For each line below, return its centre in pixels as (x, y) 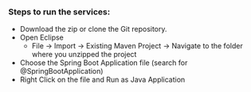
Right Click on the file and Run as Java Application (102, 80)
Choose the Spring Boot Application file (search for (104, 63)
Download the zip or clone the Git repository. (93, 29)
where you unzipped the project (84, 55)
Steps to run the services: (59, 12)
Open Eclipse (41, 37)
